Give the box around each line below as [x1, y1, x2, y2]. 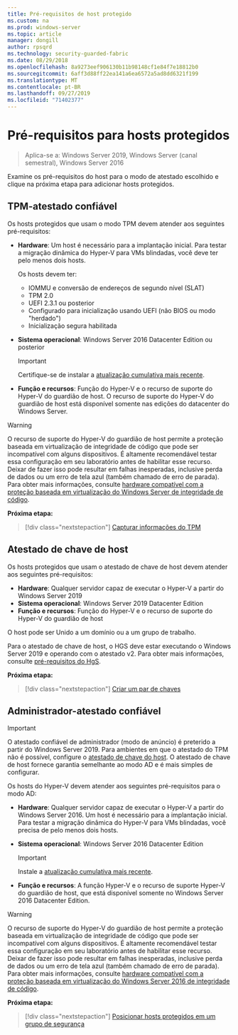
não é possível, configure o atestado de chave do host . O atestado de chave [7, 753, 231, 761]
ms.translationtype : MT [7, 76, 78, 84]
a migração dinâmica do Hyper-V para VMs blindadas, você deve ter [17, 248, 219, 257]
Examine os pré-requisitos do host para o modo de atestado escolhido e [7, 172, 219, 180]
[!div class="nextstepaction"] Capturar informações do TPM [24, 522, 201, 531]
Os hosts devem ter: [17, 269, 77, 278]
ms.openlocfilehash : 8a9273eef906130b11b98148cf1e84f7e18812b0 [7, 63, 199, 71]
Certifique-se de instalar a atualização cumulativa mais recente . [17, 370, 205, 379]
